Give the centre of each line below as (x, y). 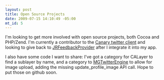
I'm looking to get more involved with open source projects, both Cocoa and (82, 37)
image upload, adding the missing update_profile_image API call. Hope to (79, 67)
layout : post (18, 10)
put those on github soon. (31, 72)
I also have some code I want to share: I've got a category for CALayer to (79, 57)
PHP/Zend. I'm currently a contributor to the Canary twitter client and (75, 42)
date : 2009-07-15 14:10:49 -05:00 (41, 19)
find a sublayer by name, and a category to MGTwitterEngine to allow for (79, 62)
